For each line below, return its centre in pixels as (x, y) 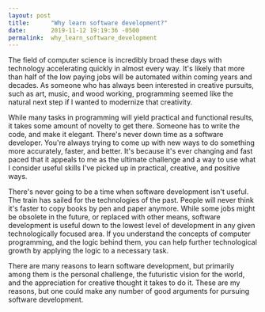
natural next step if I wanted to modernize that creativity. (100, 102)
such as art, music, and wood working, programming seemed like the (121, 94)
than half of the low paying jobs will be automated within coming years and (130, 77)
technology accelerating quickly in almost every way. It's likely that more (127, 69)
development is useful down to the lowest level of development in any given (132, 226)
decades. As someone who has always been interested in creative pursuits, (131, 86)
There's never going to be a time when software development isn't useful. (129, 192)
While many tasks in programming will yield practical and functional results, (131, 118)
